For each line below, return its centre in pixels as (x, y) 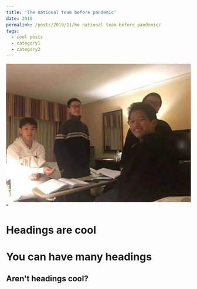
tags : (13, 31)
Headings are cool (51, 230)
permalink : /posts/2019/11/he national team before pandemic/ (84, 25)
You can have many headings (79, 257)
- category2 (26, 50)
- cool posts (27, 37)
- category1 (26, 43)
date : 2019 (19, 18)
